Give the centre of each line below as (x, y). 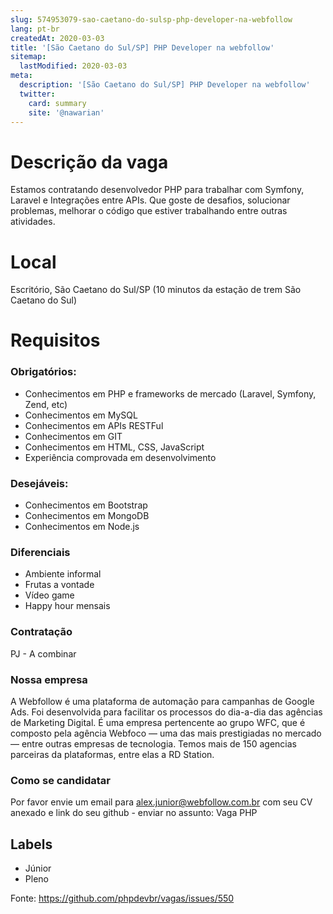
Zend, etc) (46, 404)
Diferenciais (40, 552)
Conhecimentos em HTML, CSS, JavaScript (114, 447)
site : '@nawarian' (66, 112)
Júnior (38, 868)
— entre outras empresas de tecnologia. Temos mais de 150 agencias (154, 743)
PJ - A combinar (43, 653)
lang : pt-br (35, 29)
